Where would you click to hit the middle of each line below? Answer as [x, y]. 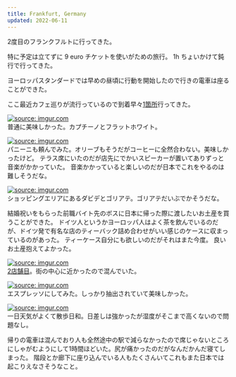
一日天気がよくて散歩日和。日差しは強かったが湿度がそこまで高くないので [115, 316]
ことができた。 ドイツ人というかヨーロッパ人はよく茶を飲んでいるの [113, 222]
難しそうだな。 [27, 175]
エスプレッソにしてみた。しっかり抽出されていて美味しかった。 [100, 293]
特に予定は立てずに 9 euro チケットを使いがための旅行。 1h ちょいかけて [113, 56]
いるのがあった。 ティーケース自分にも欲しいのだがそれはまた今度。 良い [120, 239]
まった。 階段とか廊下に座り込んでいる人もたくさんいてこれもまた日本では [116, 357]
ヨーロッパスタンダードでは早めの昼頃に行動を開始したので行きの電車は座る [118, 80]
